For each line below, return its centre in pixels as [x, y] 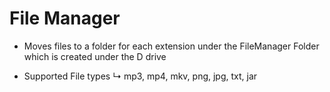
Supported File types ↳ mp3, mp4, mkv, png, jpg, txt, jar [140, 76]
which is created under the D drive [95, 56]
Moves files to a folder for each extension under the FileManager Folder [171, 46]
